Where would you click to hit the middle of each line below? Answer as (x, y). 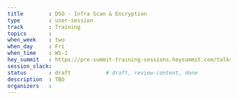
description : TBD (36, 79)
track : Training (44, 27)
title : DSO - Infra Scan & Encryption (77, 14)
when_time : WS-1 (38, 54)
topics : (30, 33)
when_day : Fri (36, 46)
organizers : (30, 86)
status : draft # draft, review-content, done (103, 73)
